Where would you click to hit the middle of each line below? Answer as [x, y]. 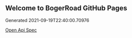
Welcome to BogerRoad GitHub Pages [66, 8]
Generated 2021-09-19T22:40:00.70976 [47, 20]
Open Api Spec [21, 30]
